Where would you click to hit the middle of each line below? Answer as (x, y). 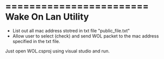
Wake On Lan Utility (47, 17)
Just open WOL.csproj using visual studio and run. (57, 51)
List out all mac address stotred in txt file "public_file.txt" (71, 30)
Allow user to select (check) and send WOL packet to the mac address (86, 36)
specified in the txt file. (36, 41)
